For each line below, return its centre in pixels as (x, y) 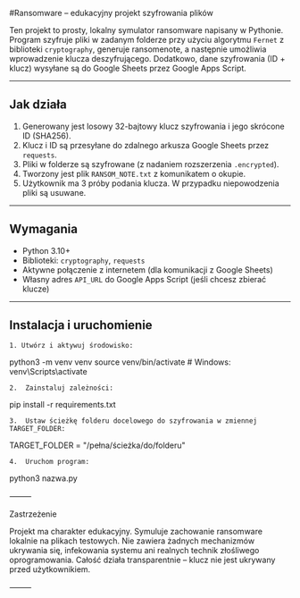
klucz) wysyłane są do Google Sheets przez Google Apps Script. (128, 68)
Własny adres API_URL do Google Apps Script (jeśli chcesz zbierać (144, 279)
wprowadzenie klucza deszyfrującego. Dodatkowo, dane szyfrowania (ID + (147, 59)
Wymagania (44, 229)
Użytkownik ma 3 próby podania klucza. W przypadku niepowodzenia (150, 183)
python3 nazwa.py (43, 478)
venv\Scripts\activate (48, 372)
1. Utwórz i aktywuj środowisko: (71, 346)
